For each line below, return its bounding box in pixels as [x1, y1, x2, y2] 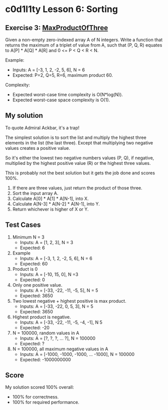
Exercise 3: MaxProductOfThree [5, 24, 108, 32]
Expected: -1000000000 [20, 356, 71, 362]
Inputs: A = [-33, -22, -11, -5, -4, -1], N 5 [20, 319, 103, 325]
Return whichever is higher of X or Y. [12, 206, 89, 212]
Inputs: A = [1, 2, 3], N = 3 [20, 239, 74, 245]
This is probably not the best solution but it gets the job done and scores [5, 169, 155, 176]
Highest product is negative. [12, 314, 71, 320]
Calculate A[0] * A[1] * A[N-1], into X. [12, 195, 89, 201]
